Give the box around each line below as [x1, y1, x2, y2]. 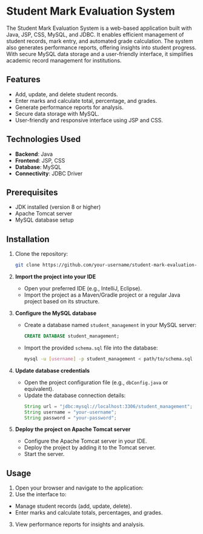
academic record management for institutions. [6, 57, 122, 64]
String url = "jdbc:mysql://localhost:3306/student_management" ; [24, 403, 193, 409]
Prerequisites [6, 187, 58, 197]
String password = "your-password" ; [24, 415, 117, 421]
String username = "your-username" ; [24, 409, 117, 415]
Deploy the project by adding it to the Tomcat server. [24, 444, 156, 451]
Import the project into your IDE [15, 273, 96, 281]
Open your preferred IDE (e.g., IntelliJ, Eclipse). [24, 285, 142, 292]
